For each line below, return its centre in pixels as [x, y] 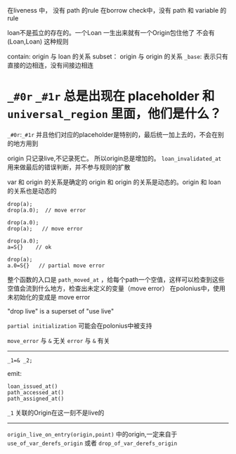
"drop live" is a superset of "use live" [61, 311]
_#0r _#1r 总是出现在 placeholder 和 [111, 96]
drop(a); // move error [45, 228]
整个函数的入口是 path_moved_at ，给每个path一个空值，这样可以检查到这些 [116, 279]
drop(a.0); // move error [47, 210]
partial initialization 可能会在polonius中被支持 [80, 325]
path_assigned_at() [36, 398]
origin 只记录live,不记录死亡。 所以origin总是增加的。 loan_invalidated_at [114, 158]
